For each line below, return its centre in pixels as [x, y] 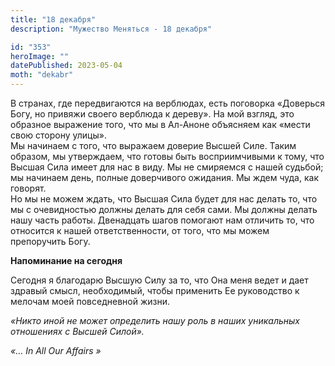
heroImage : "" [40, 56]
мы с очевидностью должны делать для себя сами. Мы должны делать [164, 209]
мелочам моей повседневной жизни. [90, 301]
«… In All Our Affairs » [56, 350]
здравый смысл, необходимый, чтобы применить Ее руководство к [155, 290]
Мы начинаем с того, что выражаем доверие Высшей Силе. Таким [153, 145]
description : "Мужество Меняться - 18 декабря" [111, 29]
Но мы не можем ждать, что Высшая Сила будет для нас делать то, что [164, 199]
